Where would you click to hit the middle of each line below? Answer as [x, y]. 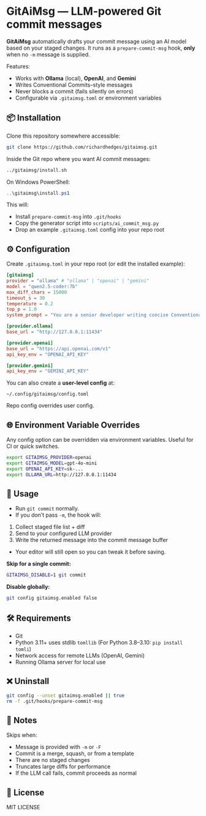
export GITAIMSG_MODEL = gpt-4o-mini [52, 463]
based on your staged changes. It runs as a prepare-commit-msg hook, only [101, 48]
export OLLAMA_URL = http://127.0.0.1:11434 [61, 474]
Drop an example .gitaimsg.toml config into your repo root [90, 230]
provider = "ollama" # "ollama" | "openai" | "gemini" [78, 281]
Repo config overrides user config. [50, 406]
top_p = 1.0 [21, 309]
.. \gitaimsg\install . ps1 [38, 193]
